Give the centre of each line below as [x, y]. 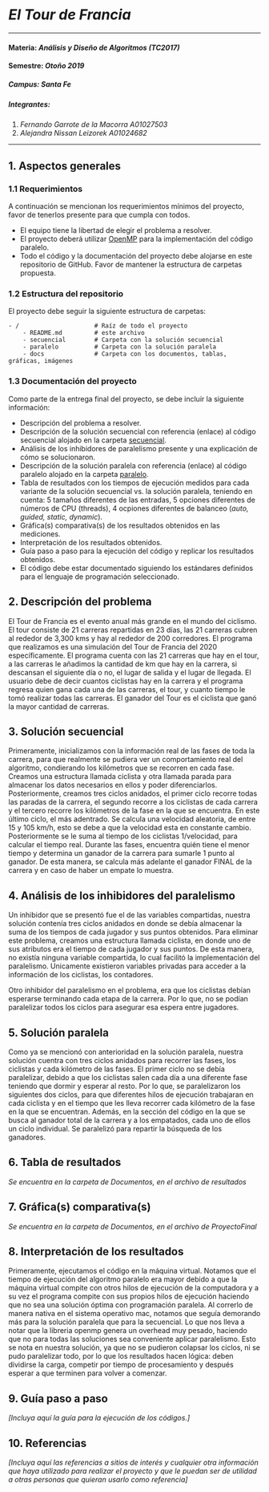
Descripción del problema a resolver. [80, 422]
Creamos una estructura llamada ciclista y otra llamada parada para [120, 777]
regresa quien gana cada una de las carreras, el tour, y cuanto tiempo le [127, 689]
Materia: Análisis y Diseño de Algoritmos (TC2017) [94, 47]
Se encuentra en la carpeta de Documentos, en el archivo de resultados [127, 1181]
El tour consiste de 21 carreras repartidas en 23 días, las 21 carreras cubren [133, 630]
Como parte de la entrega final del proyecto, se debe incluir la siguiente [126, 398]
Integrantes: [29, 104]
